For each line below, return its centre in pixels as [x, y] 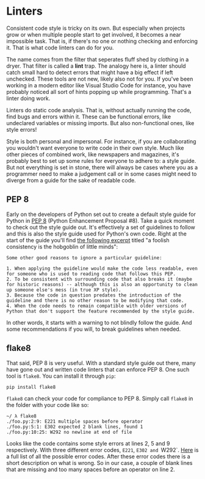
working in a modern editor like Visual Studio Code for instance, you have [99, 85]
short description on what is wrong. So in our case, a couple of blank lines [99, 463]
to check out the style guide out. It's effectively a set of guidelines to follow [101, 227]
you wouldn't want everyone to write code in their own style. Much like [95, 148]
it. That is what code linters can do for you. [60, 48]
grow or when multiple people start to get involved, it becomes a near [94, 34]
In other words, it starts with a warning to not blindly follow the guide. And [99, 322]
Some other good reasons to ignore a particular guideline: [85, 258]
